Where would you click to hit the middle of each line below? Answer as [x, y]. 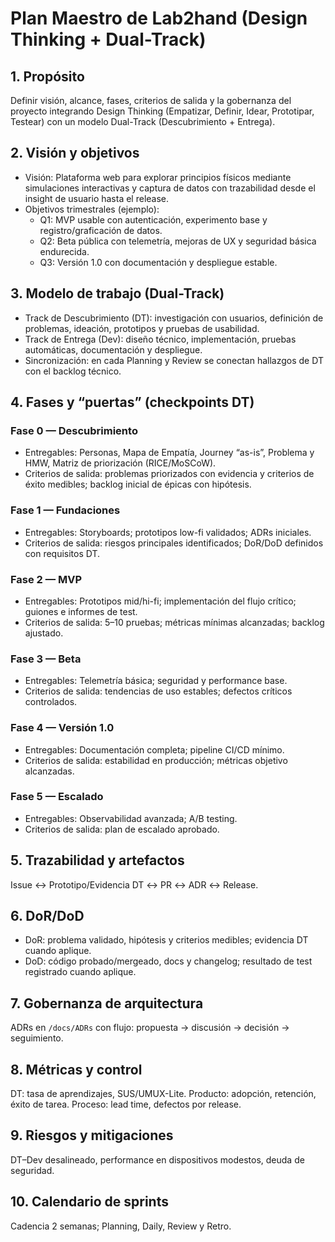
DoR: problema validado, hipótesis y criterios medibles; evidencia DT [166, 940]
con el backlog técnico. [73, 371]
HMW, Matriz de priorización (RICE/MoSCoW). [120, 463]
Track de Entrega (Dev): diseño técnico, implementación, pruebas [160, 339]
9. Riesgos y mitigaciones [92, 1135]
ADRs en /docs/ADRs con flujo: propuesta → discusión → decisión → [150, 1028]
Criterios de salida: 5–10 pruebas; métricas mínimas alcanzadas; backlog [174, 622]
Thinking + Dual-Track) [108, 39]
